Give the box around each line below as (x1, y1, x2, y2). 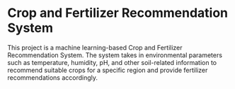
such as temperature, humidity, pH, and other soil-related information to (7, 58, 217, 66)
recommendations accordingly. (7, 73, 98, 82)
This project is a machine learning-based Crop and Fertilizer (7, 43, 183, 52)
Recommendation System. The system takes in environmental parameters (7, 51, 223, 59)
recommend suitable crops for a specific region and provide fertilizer (7, 66, 208, 74)
